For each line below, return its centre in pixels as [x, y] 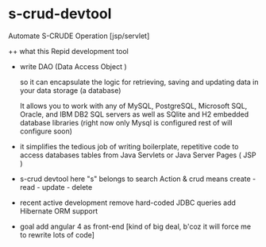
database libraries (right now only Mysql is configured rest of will [126, 122]
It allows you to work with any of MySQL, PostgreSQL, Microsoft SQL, [133, 106]
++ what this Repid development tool [69, 51]
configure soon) [46, 131]
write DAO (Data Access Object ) [73, 66]
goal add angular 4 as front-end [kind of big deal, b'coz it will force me [135, 226]
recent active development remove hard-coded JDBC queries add [128, 203]
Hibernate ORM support [59, 210]
